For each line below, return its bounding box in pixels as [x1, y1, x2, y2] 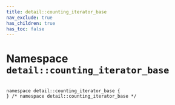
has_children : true [6, 20, 56, 26]
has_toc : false [6, 25, 45, 32]
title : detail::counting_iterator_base [6, 8, 107, 15]
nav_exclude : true [6, 15, 53, 21]
